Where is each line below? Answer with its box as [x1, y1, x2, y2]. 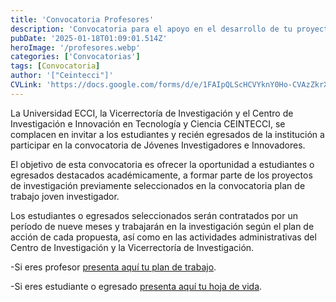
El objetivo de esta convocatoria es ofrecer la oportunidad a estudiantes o [10, 158, 315, 170]
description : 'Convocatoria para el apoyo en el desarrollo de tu [10, 24, 293, 34]
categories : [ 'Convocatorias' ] [10, 52, 141, 62]
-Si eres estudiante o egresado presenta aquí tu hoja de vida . [10, 280, 263, 292]
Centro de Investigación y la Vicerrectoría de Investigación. [10, 241, 255, 253]
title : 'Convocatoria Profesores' [10, 14, 155, 25]
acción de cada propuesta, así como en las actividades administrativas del [10, 231, 317, 243]
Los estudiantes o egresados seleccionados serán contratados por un [10, 209, 299, 221]
